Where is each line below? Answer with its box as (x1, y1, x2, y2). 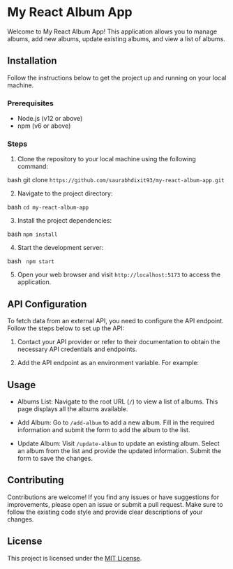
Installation (7, 55, 57, 67)
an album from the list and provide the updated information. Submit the (17, 446, 222, 455)
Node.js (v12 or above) (17, 114, 83, 123)
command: (17, 162, 49, 171)
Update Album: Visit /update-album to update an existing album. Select (17, 439, 220, 448)
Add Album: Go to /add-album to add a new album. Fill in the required (17, 418, 215, 427)
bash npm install (7, 230, 58, 238)
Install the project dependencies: (17, 216, 112, 225)
